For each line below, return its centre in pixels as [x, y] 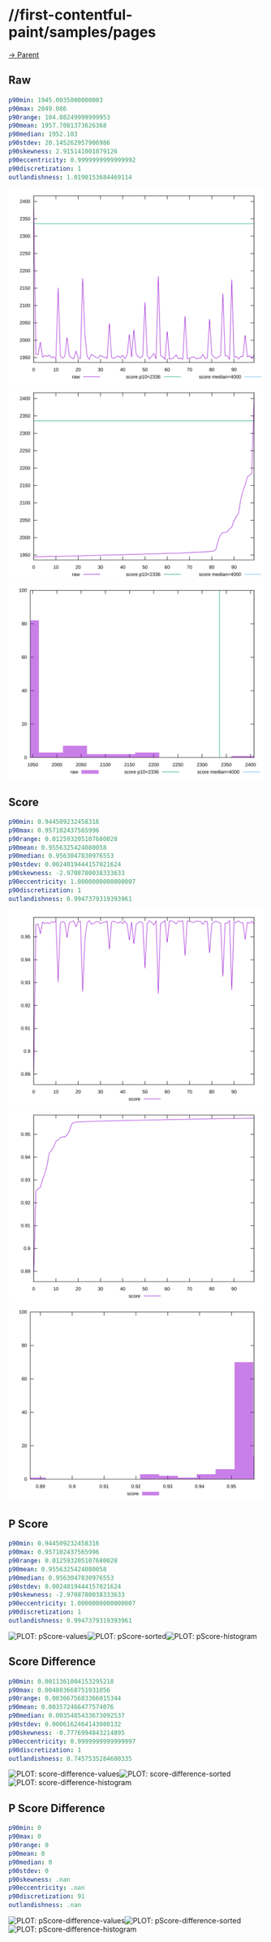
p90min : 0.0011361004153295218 [61, 1681]
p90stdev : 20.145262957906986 [60, 143]
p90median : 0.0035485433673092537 [67, 1716]
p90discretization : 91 [47, 1896]
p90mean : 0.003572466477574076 [61, 1707]
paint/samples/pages [82, 32]
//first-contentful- [71, 15]
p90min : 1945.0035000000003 [56, 100]
